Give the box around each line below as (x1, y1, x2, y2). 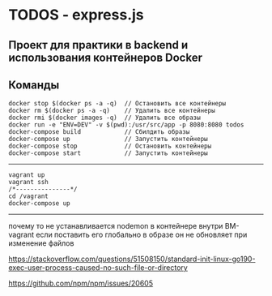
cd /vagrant (8, 192, 49, 200)
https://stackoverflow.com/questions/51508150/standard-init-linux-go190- (8, 254, 256, 264)
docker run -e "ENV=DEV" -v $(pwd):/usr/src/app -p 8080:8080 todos (8, 121, 244, 129)
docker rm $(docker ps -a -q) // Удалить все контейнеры (8, 107, 216, 115)
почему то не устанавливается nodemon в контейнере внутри (8, 221, 223, 231)
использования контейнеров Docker (8, 50, 202, 64)
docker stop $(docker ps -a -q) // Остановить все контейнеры (8, 100, 227, 108)
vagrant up (8, 171, 45, 179)
